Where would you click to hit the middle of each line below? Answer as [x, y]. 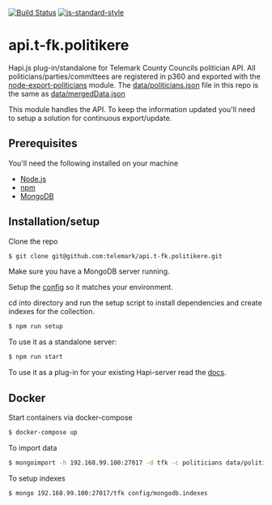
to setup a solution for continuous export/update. [90, 118]
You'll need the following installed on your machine [93, 163]
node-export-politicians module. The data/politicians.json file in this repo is [134, 84]
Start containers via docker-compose [70, 417]
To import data [33, 447]
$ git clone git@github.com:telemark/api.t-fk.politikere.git [115, 256]
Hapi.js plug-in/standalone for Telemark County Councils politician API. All [132, 67]
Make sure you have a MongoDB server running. [89, 271]
